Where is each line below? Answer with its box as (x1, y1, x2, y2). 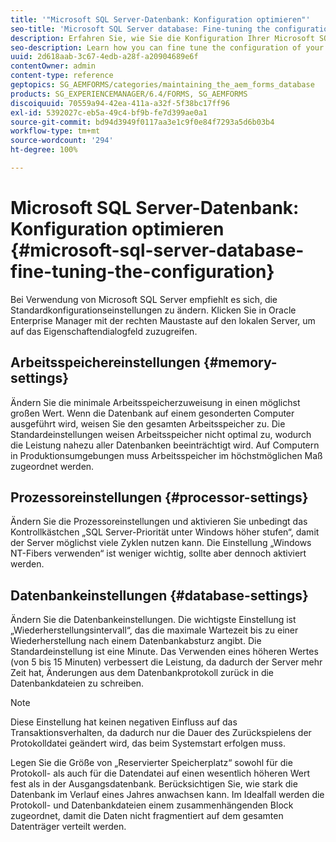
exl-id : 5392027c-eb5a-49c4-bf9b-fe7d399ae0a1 (10, 107, 208, 118)
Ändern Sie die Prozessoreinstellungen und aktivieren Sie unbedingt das (10, 516, 308, 528)
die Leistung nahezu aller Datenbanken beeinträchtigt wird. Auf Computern (10, 439, 320, 451)
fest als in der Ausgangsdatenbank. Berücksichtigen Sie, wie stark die (10, 778, 298, 790)
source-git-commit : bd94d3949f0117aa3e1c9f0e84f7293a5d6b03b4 (10, 117, 275, 127)
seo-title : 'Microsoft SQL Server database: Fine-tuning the (10, 24, 271, 34)
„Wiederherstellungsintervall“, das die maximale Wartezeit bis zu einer (10, 624, 299, 636)
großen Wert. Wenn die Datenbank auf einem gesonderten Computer (10, 407, 295, 419)
